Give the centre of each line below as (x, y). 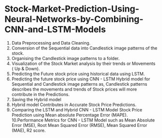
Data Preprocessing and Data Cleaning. (51, 43)
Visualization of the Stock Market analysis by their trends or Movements (83, 63)
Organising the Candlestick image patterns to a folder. (65, 58)
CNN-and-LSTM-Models (55, 30)
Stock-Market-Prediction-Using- (72, 9)
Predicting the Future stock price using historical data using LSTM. (78, 74)
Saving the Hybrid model (36, 99)
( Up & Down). (25, 68)
